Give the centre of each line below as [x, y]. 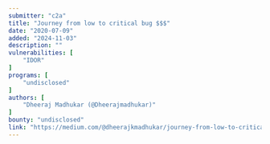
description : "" [35, 46]
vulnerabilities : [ [41, 53]
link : [17, 127]
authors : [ [27, 98]
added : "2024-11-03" [43, 38]
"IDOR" [34, 61]
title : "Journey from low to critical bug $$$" [90, 23]
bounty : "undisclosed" [46, 120]
